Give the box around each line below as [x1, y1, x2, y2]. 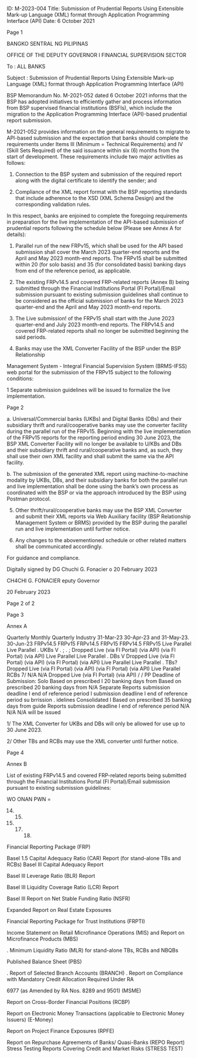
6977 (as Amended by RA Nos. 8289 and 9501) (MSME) [6, 987, 141, 994]
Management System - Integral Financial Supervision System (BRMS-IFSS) [6, 363, 187, 369]
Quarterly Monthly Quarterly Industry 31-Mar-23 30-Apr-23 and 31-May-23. [6, 634, 189, 641]
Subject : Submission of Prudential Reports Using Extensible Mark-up [6, 75, 174, 81]
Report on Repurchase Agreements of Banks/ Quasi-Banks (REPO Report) [6, 1039, 185, 1046]
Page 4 [6, 749, 24, 756]
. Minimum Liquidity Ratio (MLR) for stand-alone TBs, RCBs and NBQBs [6, 947, 178, 954]
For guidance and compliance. [6, 555, 80, 561]
